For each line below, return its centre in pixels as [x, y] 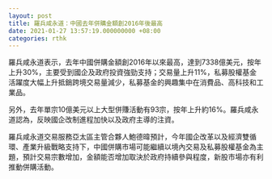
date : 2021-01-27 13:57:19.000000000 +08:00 [85, 31]
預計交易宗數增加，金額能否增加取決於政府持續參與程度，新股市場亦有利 [143, 157]
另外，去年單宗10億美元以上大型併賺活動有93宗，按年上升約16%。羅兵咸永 [134, 110]
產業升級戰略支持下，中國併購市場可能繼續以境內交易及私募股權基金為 [139, 147]
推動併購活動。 [33, 167]
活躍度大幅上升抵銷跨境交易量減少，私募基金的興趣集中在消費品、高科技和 [132, 82]
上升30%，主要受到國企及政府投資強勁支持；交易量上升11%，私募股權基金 [133, 73]
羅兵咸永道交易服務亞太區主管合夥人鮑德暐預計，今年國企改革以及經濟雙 [129, 137]
